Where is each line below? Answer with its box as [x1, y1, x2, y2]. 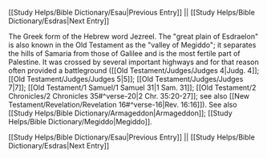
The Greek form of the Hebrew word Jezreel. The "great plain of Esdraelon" [8, 32, 259, 41]
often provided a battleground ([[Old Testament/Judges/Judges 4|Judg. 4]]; [8, 66, 260, 75]
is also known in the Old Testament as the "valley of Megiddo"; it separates [8, 40, 257, 50]
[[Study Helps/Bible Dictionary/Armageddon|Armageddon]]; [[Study [8, 108, 233, 118]
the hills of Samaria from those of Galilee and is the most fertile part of [8, 49, 241, 58]
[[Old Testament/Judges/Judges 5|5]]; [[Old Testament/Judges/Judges [8, 75, 244, 83]
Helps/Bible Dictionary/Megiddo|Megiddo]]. [8, 117, 152, 126]
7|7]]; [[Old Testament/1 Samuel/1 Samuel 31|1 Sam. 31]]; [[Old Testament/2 [8, 83, 257, 92]
